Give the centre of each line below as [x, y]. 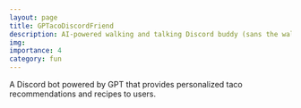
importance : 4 [36, 51]
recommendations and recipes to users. [83, 94]
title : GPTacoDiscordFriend [62, 26]
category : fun [36, 59]
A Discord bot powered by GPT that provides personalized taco [126, 84]
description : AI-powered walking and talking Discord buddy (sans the [144, 34]
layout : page [34, 17]
